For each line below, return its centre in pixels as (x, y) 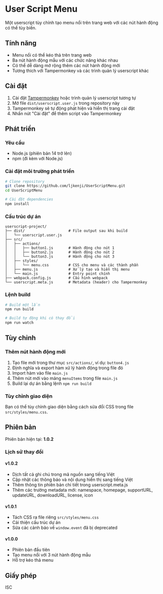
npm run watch (20, 323)
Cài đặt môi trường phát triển (40, 171)
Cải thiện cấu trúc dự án (36, 523)
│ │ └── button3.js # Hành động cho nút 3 (60, 257)
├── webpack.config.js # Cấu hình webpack (57, 278)
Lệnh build (18, 295)
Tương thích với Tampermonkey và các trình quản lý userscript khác (81, 71)
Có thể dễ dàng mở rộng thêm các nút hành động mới (66, 65)
